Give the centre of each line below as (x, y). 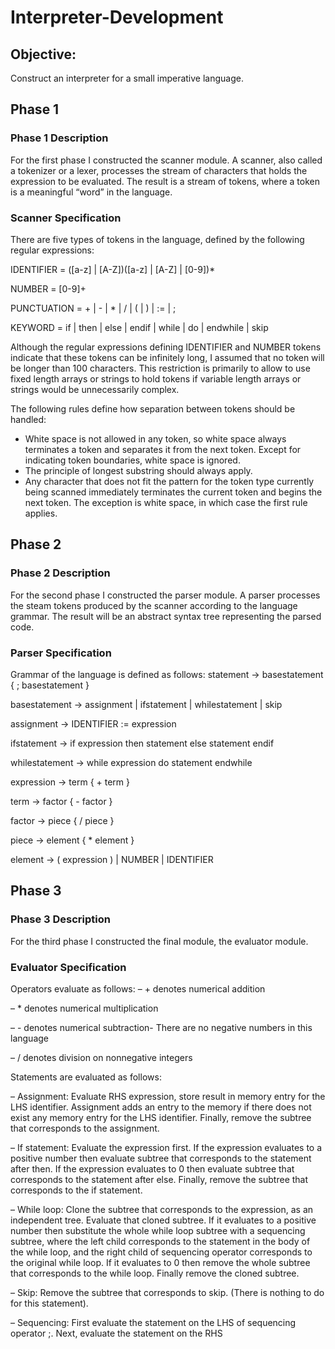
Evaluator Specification (68, 967)
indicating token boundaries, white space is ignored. (132, 460)
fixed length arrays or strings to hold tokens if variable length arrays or (156, 378)
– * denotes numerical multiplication (84, 1008)
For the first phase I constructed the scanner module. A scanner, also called (166, 160)
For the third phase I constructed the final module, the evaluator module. (159, 941)
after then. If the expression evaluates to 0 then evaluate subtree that (152, 1168)
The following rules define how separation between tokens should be (153, 408)
